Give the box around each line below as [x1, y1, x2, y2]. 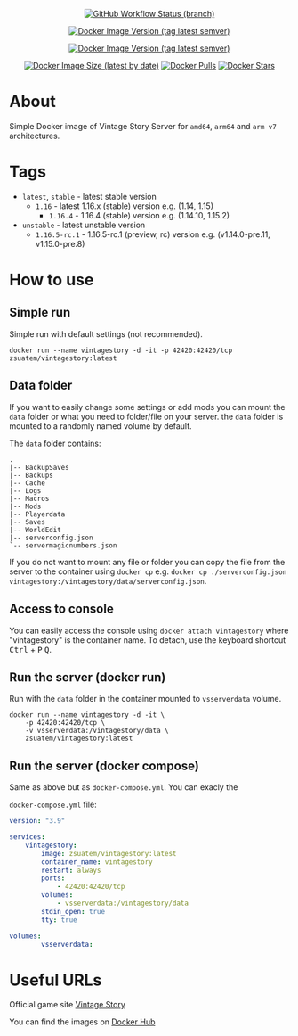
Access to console [9, 602, 114, 617]
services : [9, 833, 46, 842]
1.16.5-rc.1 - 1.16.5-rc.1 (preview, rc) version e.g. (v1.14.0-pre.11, [35, 228, 271, 240]
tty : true [41, 915, 77, 925]
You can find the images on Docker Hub [9, 1016, 156, 1027]
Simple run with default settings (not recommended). [9, 328, 203, 339]
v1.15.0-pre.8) [35, 238, 85, 249]
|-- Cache [9, 478, 46, 488]
